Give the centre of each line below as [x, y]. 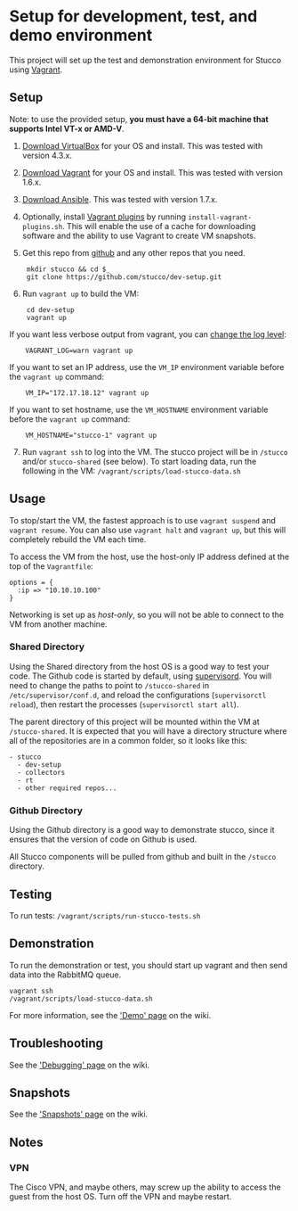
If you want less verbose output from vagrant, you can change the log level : [148, 334]
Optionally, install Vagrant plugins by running [104, 217]
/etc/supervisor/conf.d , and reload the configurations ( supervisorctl [138, 695]
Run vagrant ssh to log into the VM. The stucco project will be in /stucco [155, 451]
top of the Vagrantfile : [51, 566]
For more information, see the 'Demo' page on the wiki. [110, 1015]
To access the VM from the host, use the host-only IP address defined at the [149, 556]
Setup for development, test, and [133, 16]
